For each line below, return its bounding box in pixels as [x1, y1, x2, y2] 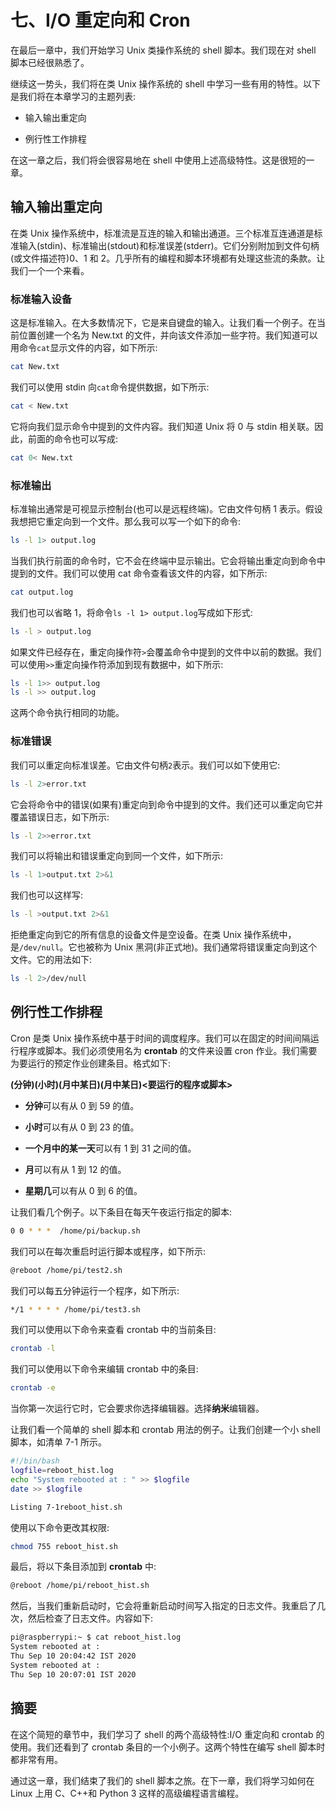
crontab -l [10, 1344, 56, 1354]
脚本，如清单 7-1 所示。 [10, 1436, 107, 1448]
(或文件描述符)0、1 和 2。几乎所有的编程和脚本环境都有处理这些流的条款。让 [10, 252, 326, 264]
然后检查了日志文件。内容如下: [27, 1612, 154, 1625]
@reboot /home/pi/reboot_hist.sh [10, 1581, 150, 1591]
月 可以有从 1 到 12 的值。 [24, 1163, 127, 1175]
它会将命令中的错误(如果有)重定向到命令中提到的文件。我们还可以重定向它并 [10, 798, 324, 810]
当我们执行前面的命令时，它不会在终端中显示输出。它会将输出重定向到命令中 [10, 554, 326, 566]
